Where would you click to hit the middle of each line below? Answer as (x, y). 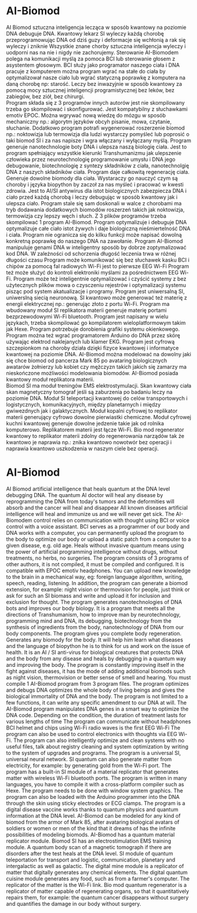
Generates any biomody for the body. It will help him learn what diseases (95, 640)
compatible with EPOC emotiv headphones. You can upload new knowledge (98, 570)
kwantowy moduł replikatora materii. (50, 379)
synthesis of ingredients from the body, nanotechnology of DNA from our (95, 627)
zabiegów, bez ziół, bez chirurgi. (45, 96)
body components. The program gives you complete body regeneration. (94, 633)
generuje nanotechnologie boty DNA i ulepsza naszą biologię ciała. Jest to (96, 147)
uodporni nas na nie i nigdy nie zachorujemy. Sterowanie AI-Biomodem (92, 52)
